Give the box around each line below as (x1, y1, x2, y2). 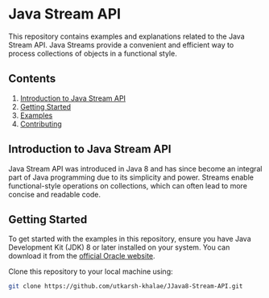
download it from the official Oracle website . (8, 251, 155, 261)
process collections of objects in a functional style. (8, 48, 177, 58)
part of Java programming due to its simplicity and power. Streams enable (8, 172, 254, 182)
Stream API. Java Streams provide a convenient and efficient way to (8, 39, 234, 49)
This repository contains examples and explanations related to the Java (8, 31, 246, 41)
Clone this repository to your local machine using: (8, 267, 173, 276)
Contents (8, 72, 56, 85)
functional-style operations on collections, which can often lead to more (8, 180, 248, 190)
